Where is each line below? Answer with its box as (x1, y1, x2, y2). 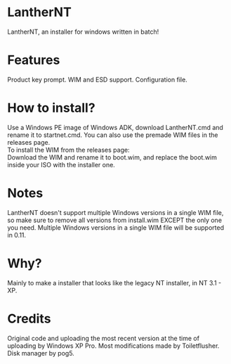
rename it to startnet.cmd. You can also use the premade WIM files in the (7, 131, 218, 139)
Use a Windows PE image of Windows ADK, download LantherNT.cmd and (7, 123, 223, 131)
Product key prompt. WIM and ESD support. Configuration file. (7, 75, 187, 84)
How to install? (7, 100, 96, 116)
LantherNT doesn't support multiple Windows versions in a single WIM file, (7, 208, 224, 216)
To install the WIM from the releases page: (7, 145, 130, 154)
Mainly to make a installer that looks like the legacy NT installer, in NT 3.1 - (7, 278, 222, 287)
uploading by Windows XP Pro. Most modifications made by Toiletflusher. (7, 342, 220, 350)
